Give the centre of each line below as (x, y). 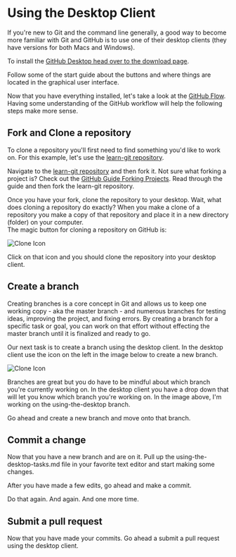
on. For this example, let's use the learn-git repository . (86, 157)
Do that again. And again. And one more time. (73, 499)
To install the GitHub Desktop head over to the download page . (98, 61)
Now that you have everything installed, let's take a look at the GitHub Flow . (117, 96)
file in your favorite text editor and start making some (138, 464)
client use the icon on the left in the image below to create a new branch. (113, 354)
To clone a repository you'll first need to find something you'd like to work (114, 150)
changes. (21, 472)
